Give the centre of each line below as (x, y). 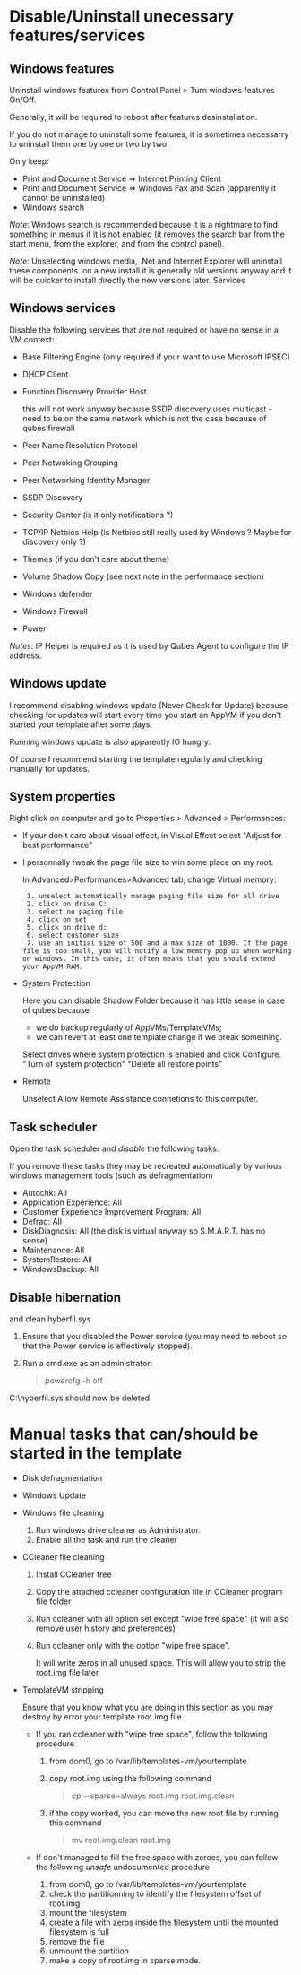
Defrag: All (42, 1222)
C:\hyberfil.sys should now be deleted (80, 1398)
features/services (77, 35)
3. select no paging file (75, 912)
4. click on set (57, 920)
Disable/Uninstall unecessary (122, 17)
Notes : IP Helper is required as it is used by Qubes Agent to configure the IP (149, 645)
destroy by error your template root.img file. (103, 1717)
